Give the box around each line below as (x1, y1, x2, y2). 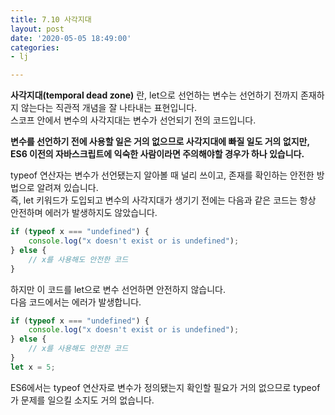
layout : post (10, 24, 65, 34)
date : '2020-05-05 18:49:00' (10, 33, 132, 43)
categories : (10, 42, 60, 53)
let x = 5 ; (10, 362, 56, 372)
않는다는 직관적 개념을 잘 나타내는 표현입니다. (20, 102, 198, 114)
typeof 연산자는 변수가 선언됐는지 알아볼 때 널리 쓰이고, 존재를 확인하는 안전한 (10, 169, 315, 181)
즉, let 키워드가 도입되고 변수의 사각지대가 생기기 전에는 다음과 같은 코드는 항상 (10, 194, 317, 206)
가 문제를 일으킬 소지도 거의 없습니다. (10, 394, 155, 406)
